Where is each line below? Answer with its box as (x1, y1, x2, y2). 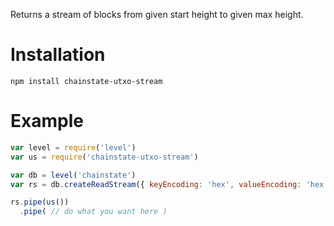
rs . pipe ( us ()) (10, 197, 70, 208)
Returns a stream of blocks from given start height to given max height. (10, 9, 304, 20)
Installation (10, 44, 106, 66)
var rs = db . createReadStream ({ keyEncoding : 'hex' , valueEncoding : (10, 179, 302, 189)
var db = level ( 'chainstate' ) (10, 170, 137, 180)
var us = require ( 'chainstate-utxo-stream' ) (10, 152, 199, 162)
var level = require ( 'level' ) (10, 142, 137, 153)
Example (10, 110, 84, 133)
